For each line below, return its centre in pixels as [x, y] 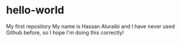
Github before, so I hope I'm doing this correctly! [65, 32]
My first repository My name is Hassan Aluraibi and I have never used [90, 26]
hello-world [35, 10]
